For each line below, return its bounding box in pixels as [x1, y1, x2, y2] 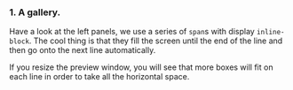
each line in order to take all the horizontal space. [9, 71, 190, 82]
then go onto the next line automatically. [9, 45, 156, 56]
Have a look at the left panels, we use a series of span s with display [9, 26, 255, 37]
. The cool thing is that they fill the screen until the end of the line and [28, 35, 283, 46]
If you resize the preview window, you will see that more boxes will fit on [9, 62, 273, 72]
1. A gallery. [9, 6, 61, 19]
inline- [256, 28, 285, 37]
